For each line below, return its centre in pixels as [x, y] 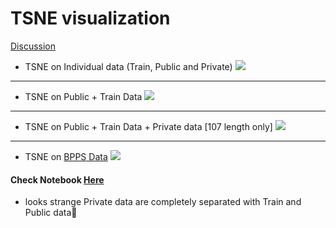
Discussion [33, 46]
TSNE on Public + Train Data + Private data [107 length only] [148, 126]
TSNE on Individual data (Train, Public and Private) [128, 66]
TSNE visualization [90, 18]
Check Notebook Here [57, 179]
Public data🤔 [51, 213]
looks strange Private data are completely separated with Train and [163, 202]
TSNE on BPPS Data [66, 156]
